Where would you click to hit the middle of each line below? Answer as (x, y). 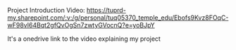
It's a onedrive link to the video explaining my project (84, 39)
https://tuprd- (107, 10)
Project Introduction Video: (46, 10)
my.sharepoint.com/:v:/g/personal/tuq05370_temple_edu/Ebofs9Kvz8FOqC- (118, 18)
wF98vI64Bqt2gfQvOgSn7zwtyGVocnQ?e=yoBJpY (81, 25)
